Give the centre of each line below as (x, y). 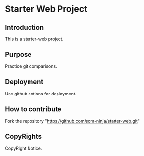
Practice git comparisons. (31, 66)
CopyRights (24, 136)
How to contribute (33, 109)
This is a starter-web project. (34, 39)
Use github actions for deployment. (41, 94)
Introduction (25, 27)
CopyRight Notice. (24, 148)
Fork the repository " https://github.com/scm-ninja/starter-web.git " (72, 121)
